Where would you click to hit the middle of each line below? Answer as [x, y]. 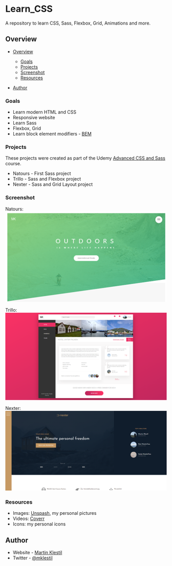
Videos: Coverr [29, 519]
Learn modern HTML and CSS [45, 112]
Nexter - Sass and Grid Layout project [53, 184]
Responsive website [34, 118]
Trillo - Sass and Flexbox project [47, 179]
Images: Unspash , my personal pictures [55, 513]
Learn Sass [25, 123]
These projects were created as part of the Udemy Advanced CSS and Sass [85, 158]
